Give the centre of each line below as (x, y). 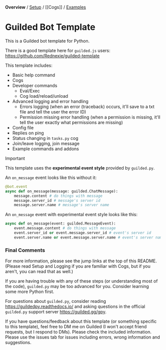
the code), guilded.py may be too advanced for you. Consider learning (77, 287)
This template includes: (29, 65)
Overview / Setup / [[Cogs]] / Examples (46, 7)
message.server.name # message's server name (62, 205)
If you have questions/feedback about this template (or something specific (81, 321)
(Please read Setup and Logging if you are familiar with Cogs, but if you (78, 266)
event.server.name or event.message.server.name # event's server (84, 237)
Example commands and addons (45, 149)
